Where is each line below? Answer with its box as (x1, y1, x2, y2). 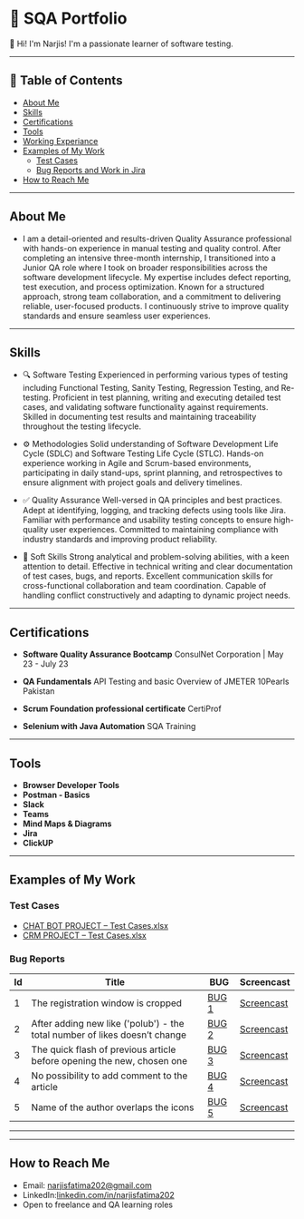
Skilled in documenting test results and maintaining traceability (22, 412, 257, 423)
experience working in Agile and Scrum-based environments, (22, 458, 252, 469)
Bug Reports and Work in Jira (35, 164, 147, 175)
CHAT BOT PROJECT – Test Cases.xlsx (22, 920, 169, 931)
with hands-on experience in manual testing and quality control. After (22, 242, 281, 253)
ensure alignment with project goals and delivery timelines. (22, 477, 242, 488)
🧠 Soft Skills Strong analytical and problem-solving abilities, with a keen (22, 551, 290, 562)
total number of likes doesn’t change (31, 1029, 187, 1041)
